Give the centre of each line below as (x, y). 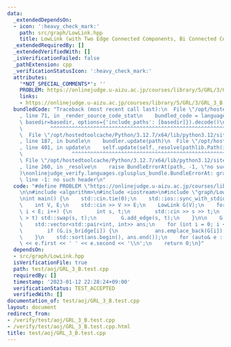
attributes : (31, 77)
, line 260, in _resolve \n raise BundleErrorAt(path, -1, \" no (117, 167)
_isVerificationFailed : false (56, 58)
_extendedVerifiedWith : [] (52, 52)
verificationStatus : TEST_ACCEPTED (64, 288)
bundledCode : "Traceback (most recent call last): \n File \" (104, 109)
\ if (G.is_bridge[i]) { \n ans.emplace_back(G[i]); (123, 231)
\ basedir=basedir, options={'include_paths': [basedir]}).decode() (120, 122)
